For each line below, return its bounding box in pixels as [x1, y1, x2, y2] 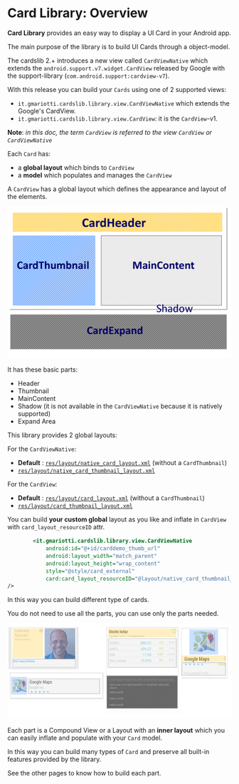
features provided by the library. [7, 755, 102, 763]
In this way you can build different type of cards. [7, 596, 149, 604]
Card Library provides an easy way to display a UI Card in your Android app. [7, 29, 231, 37]
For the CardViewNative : [7, 444, 77, 454]
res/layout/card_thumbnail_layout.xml [17, 503, 133, 510]
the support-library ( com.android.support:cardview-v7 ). [7, 71, 170, 80]
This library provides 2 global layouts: [7, 431, 117, 439]
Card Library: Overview [7, 5, 148, 21]
